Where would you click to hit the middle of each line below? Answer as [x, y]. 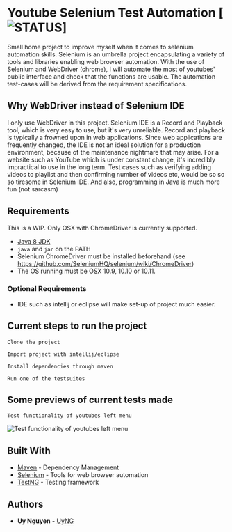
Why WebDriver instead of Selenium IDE [96, 106]
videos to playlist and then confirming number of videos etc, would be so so [116, 174]
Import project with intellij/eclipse [63, 354]
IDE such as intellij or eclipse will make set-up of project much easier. [116, 304]
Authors [25, 504]
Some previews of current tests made [90, 400]
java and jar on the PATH [54, 249]
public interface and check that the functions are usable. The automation [111, 76]
